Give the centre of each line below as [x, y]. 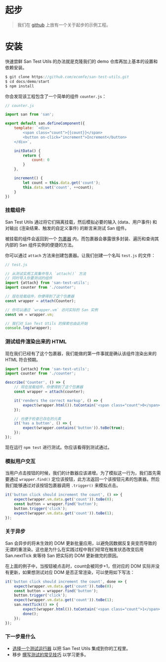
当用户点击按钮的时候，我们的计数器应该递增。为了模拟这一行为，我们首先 [81, 473]
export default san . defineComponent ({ [45, 124]
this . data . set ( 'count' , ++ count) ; [58, 187]
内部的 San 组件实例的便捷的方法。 [41, 245]
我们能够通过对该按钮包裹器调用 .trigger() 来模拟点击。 [63, 485]
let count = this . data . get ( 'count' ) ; [62, 183]
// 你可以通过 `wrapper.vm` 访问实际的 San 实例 [52, 310]
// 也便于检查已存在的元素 [38, 419]
